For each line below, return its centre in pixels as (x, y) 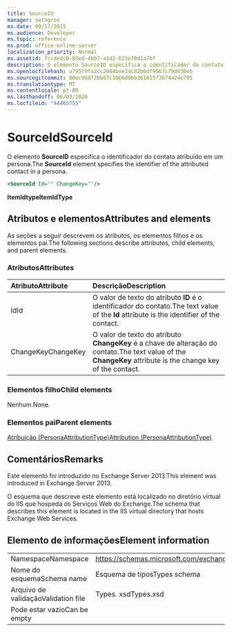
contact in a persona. (37, 171)
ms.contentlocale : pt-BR (43, 90)
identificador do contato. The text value (155, 306)
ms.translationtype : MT (41, 84)
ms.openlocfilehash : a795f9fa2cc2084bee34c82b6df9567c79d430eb (100, 71)
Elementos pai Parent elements (60, 423)
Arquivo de (28, 590)
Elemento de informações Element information (108, 540)
